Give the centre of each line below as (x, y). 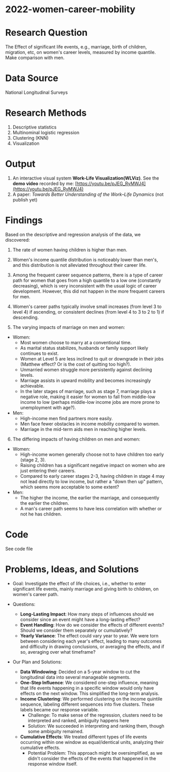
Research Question (46, 33)
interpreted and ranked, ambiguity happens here (78, 720)
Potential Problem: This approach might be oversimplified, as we (95, 753)
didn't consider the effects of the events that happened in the (92, 758)
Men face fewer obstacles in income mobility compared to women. (90, 424)
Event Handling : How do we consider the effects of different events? (92, 625)
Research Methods (46, 113)
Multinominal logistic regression (46, 133)
